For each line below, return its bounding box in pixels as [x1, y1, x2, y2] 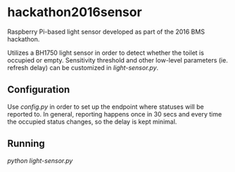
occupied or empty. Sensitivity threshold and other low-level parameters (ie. [7, 55, 229, 64]
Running [7, 138, 46, 150]
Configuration [7, 84, 70, 95]
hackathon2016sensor [7, 4, 142, 20]
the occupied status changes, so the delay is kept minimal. [7, 117, 177, 126]
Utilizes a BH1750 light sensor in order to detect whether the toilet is [7, 48, 204, 57]
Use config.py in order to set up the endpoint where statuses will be [7, 102, 204, 111]
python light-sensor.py [7, 156, 73, 165]
